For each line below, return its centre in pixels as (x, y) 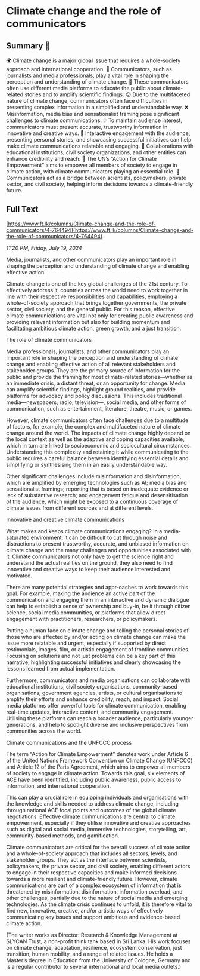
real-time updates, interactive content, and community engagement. (90, 712)
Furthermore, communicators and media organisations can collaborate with (99, 680)
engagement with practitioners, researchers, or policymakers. (82, 619)
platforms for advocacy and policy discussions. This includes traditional (94, 396)
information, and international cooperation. (59, 786)
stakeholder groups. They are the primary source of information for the (93, 370)
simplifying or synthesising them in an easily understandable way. (87, 464)
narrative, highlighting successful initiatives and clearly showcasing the (94, 662)
